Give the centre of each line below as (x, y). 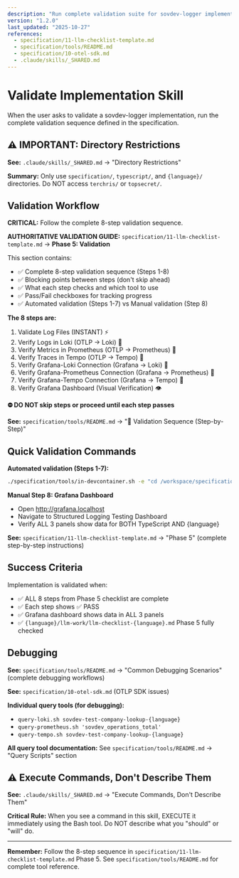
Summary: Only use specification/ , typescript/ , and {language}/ (105, 176)
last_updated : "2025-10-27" (49, 27)
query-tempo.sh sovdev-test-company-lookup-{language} (101, 734)
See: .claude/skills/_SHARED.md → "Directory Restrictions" (94, 162)
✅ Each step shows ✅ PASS (58, 606)
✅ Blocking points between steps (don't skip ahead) (94, 280)
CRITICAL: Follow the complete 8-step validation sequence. (95, 223)
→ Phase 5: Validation (77, 244)
